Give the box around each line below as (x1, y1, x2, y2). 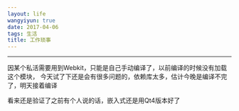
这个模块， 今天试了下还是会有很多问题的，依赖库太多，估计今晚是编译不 (7, 72, 221, 81)
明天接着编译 (19, 81, 58, 90)
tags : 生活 (7, 30, 38, 37)
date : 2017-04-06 (7, 23, 59, 30)
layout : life (7, 10, 46, 18)
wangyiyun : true (7, 17, 55, 24)
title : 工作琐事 (7, 37, 51, 44)
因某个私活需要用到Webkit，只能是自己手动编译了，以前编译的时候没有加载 (7, 64, 228, 72)
